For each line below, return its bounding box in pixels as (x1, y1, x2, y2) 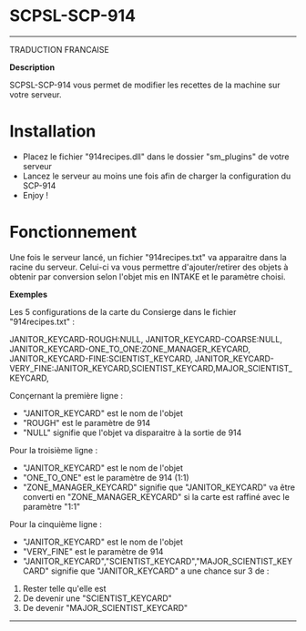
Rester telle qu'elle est (22, 583, 107, 594)
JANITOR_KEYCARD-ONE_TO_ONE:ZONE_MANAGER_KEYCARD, (9, 343, 251, 354)
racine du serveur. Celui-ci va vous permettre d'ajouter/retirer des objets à (9, 261, 289, 272)
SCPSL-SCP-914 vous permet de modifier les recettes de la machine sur (9, 79, 280, 90)
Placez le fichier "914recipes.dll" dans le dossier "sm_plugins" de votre (22, 151, 290, 162)
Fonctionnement (9, 222, 138, 242)
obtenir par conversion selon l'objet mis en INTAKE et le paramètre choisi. (9, 270, 286, 282)
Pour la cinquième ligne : (9, 518, 103, 529)
